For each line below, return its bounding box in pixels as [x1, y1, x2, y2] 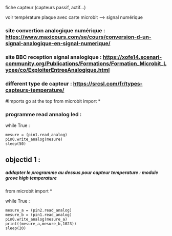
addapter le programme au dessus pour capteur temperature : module [5, 169, 159, 176]
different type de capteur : [5, 80, 72, 87]
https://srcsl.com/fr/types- [73, 80, 143, 87]
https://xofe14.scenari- [102, 53, 162, 60]
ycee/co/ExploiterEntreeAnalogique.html [5, 66, 110, 73]
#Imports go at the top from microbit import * [5, 98, 101, 104]
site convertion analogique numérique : [5, 27, 105, 34]
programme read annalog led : [5, 111, 82, 118]
